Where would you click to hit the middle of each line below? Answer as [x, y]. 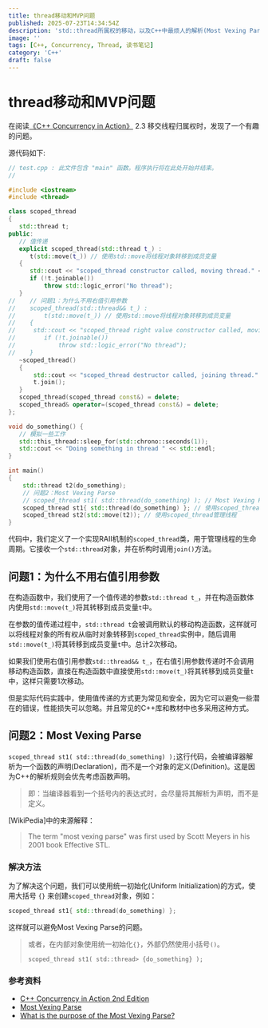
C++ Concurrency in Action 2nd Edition [85, 998]
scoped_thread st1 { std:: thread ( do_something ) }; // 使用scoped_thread [143, 508]
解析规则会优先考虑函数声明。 [85, 776]
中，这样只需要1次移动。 [48, 681]
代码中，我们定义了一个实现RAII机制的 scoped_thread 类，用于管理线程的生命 [132, 539]
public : [21, 234]
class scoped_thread [43, 212]
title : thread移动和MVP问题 [52, 16]
